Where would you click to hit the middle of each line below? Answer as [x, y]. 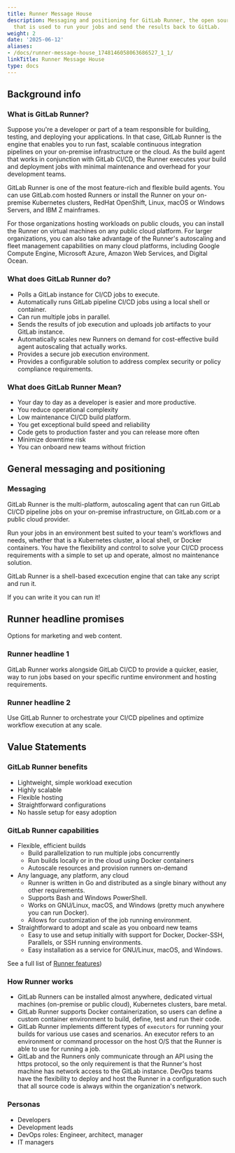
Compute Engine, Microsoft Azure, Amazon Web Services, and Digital [107, 254]
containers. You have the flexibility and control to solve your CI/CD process [115, 547]
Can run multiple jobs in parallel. [64, 317]
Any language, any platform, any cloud [73, 875]
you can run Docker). [58, 913]
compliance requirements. [55, 369]
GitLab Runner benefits [48, 767]
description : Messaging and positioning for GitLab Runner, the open [111, 20]
